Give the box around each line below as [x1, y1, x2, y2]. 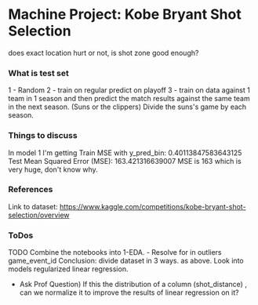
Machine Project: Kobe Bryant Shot [8, 5, 242, 24]
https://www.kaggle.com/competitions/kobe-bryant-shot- [60, 202, 246, 211]
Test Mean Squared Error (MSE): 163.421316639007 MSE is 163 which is [8, 156, 242, 165]
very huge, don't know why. [8, 165, 98, 174]
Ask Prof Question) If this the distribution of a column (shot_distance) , [19, 280, 247, 289]
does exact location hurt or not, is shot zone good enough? [8, 48, 199, 57]
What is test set [8, 67, 69, 78]
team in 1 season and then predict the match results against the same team [8, 94, 250, 103]
